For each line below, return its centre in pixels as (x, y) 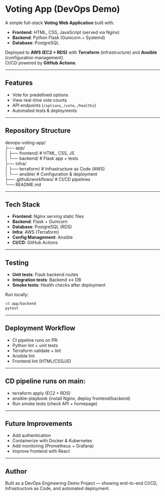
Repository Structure (38, 131)
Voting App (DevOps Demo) (63, 9)
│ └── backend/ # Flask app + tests (42, 158)
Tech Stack (23, 204)
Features (19, 83)
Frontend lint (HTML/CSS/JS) (41, 361)
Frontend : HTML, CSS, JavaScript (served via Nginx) (66, 32)
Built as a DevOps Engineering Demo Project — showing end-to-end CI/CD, (82, 483)
